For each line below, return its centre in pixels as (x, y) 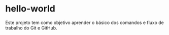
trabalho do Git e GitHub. (31, 27)
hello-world (30, 9)
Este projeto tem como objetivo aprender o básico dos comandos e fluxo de (84, 22)
